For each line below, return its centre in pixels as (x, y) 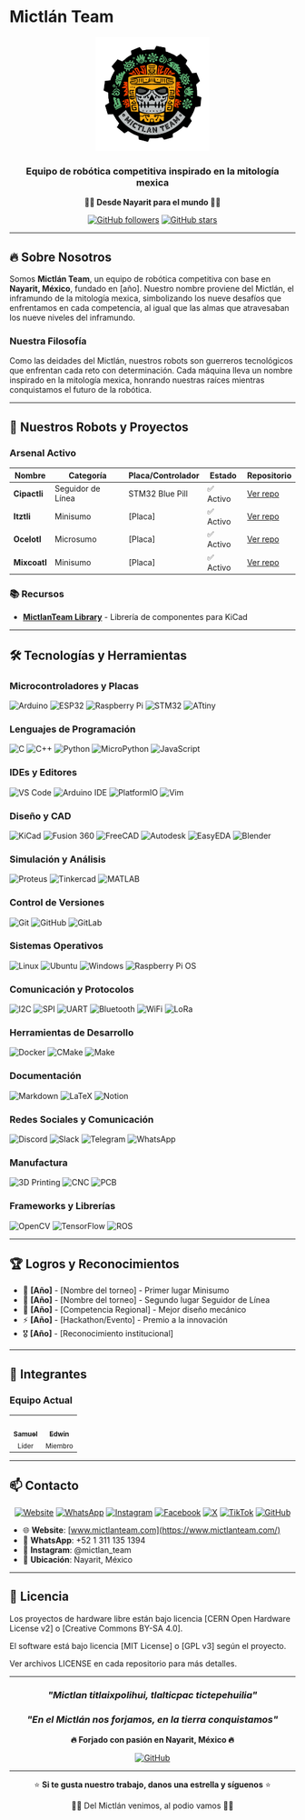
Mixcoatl (30, 562)
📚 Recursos (37, 594)
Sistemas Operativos (57, 945)
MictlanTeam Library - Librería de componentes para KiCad (135, 617)
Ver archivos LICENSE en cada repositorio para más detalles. (123, 1663)
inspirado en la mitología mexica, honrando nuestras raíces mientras (137, 380)
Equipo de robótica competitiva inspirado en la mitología (152, 171)
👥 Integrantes (49, 1374)
